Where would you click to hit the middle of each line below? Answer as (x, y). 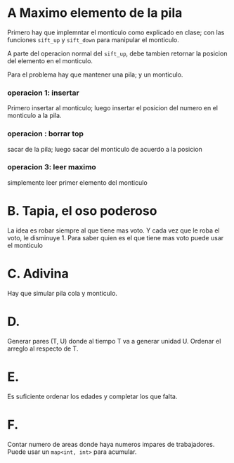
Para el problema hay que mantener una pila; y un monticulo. (95, 74)
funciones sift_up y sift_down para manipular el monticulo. (93, 39)
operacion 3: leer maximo (52, 167)
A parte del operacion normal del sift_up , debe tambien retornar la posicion (117, 53)
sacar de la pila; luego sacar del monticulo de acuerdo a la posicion (105, 149)
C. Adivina (38, 274)
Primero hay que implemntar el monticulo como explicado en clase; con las (116, 32)
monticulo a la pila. (34, 116)
